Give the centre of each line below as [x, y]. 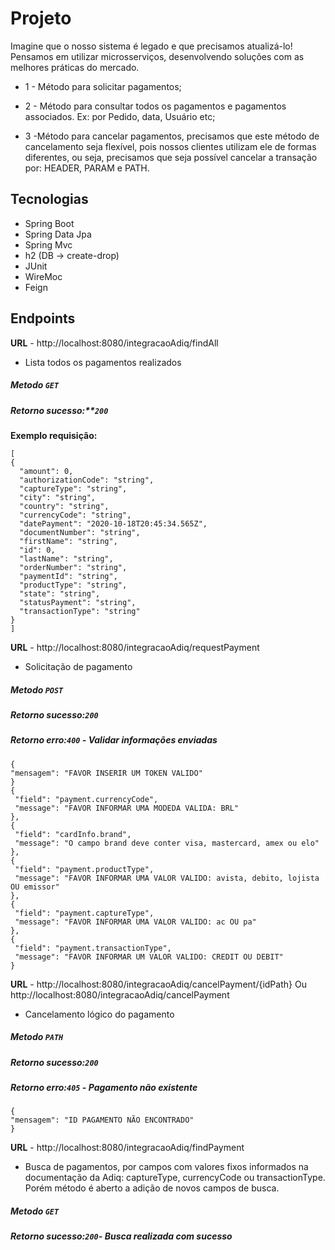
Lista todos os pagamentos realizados [103, 362]
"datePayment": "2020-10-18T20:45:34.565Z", [113, 523]
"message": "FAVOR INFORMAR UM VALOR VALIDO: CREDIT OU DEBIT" [149, 957]
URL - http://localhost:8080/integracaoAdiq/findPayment [127, 1148]
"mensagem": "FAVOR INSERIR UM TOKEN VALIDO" [106, 773]
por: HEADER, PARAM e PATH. [87, 168]
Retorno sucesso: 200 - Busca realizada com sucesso [121, 1236]
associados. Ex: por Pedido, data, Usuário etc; [120, 116]
